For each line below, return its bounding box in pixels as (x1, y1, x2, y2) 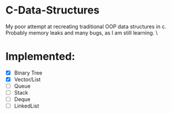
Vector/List (14, 76, 41, 83)
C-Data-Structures (5, 4, 100, 17)
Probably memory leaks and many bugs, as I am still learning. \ (5, 29, 158, 36)
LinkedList (14, 102, 39, 109)
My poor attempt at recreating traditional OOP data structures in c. (5, 23, 167, 30)
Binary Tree (14, 69, 42, 76)
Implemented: (5, 50, 75, 63)
